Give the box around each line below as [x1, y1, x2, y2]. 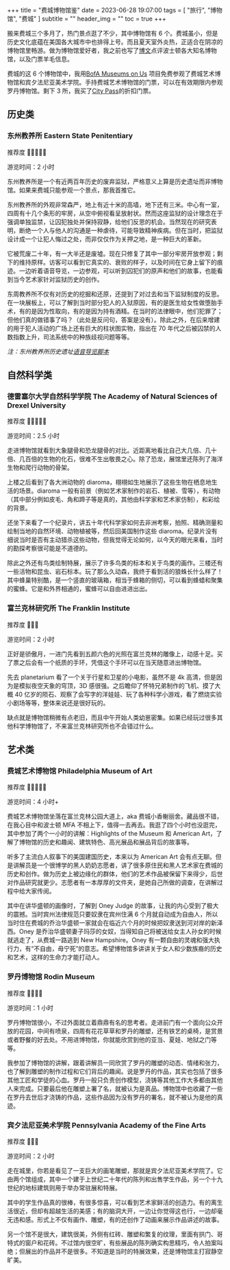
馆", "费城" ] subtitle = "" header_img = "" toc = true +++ [7, 14, 166, 23]
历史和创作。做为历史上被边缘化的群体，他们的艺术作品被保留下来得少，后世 [7, 870, 223, 878]
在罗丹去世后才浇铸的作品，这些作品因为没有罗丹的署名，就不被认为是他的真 [7, 1093, 223, 1101]
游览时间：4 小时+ [7, 798, 60, 806]
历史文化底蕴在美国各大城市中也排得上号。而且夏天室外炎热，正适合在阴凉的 [7, 38, 223, 46]
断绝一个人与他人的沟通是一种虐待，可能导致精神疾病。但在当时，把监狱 [18, 226, 223, 234]
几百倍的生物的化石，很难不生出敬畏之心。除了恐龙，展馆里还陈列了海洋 [18, 455, 223, 463]
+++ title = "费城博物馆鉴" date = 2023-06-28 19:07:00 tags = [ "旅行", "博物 [7, 6, 222, 14]
